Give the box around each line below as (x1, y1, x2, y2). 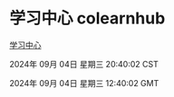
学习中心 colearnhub (9, 8, 166, 29)
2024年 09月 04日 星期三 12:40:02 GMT (9, 77, 159, 88)
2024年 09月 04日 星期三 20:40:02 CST (9, 58, 159, 69)
